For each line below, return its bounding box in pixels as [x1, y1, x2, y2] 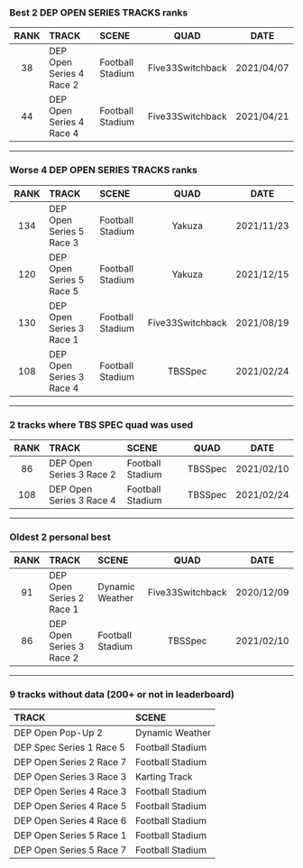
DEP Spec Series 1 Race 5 [14, 742, 126, 754]
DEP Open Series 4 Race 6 [14, 815, 127, 827]
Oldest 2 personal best [9, 531, 111, 543]
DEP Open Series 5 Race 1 [14, 829, 127, 842]
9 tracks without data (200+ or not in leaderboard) [9, 688, 234, 701]
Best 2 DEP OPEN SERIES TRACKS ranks [9, 6, 188, 19]
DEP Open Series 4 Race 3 [14, 785, 127, 798]
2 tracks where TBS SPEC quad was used [9, 418, 194, 430]
